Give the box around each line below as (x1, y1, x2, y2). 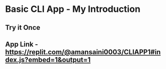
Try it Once (5, 23, 40, 32)
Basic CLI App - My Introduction (5, 3, 141, 15)
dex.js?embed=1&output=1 (5, 56, 91, 64)
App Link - (5, 40, 38, 48)
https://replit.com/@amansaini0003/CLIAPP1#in (5, 48, 161, 56)
